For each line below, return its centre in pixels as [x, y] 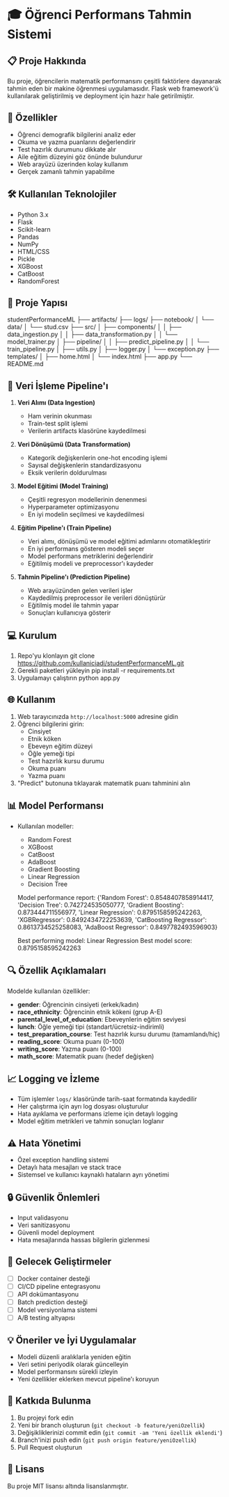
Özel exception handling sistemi [63, 1160]
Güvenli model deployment [56, 1232]
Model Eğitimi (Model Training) [63, 486]
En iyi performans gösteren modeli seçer [86, 549]
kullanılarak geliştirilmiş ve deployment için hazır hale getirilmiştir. [101, 96]
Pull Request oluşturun [49, 1447]
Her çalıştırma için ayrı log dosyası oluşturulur [83, 1107]
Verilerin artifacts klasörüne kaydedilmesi [87, 431]
